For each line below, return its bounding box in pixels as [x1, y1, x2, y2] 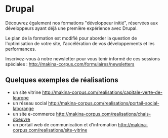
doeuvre [12, 116, 30, 122]
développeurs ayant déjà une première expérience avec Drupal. [5, 25, 138, 31]
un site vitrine [12, 89, 41, 95]
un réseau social [12, 100, 47, 106]
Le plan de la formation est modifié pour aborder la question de [5, 35, 137, 41]
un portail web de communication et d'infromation [12, 121, 117, 127]
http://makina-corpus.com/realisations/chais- [56, 111, 151, 117]
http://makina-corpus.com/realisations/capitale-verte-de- [42, 89, 163, 95]
